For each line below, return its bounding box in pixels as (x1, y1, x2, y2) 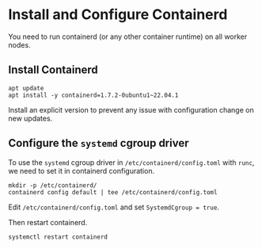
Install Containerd (8, 63, 99, 77)
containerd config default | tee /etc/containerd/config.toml (8, 188, 218, 196)
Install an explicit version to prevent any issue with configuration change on (8, 105, 255, 114)
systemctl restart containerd (8, 232, 108, 241)
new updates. (8, 113, 53, 123)
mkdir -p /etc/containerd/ (8, 181, 97, 190)
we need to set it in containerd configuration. (8, 166, 155, 175)
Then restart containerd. (8, 217, 88, 227)
